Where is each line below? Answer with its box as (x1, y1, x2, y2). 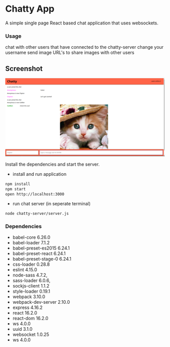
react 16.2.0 (12, 310, 37, 316)
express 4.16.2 (12, 304, 43, 310)
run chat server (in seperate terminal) (12, 201, 91, 207)
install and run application (12, 171, 67, 177)
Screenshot (5, 64, 43, 73)
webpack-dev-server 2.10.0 (12, 299, 70, 305)
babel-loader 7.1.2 (12, 240, 50, 246)
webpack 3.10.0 (12, 294, 46, 300)
